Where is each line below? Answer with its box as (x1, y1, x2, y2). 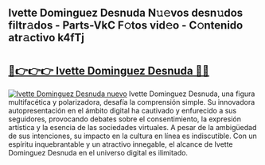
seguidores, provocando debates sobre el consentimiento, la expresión (8, 114, 241, 124)
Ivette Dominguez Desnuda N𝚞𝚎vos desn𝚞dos (8, 6, 244, 20)
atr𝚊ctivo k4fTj (8, 31, 85, 44)
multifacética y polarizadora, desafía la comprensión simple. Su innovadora (8, 98, 255, 106)
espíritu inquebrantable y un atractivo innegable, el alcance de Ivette (8, 140, 233, 149)
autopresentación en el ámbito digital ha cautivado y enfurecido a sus (8, 106, 237, 115)
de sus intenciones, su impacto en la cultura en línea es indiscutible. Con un (8, 131, 257, 140)
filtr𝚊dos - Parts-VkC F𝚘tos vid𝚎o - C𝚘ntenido (8, 19, 244, 33)
